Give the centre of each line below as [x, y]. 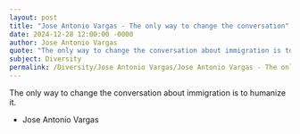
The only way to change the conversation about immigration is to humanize [148, 92]
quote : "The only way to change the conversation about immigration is [145, 51]
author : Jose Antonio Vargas [63, 42]
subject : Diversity [46, 59]
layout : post [33, 17]
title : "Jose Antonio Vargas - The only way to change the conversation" [150, 26]
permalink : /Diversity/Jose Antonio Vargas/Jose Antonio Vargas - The [143, 68]
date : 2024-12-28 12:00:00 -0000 [71, 34]
